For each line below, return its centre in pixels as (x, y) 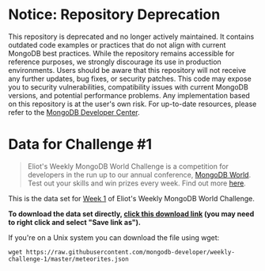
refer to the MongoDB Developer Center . (74, 112)
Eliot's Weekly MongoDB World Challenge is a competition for (128, 166)
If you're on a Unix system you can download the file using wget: (114, 237)
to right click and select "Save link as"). (74, 222)
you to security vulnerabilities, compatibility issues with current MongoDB (129, 87)
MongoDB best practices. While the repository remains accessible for (121, 53)
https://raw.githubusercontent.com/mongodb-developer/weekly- (131, 252)
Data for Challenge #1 (80, 145)
